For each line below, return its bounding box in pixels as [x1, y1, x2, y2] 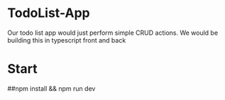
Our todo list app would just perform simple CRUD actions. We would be [7, 28, 219, 37]
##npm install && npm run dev [7, 84, 96, 93]
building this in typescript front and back [7, 35, 126, 44]
